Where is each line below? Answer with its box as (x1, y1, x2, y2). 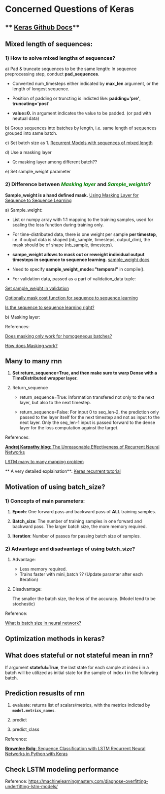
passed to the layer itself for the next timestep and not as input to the (19, 415, 160, 420)
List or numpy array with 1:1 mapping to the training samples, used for (12, 216, 154, 223)
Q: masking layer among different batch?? (12, 159, 98, 165)
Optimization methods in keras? (5, 634, 105, 643)
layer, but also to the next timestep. (19, 400, 91, 406)
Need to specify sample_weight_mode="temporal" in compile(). (12, 266, 145, 272)
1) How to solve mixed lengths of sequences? (5, 54, 116, 61)
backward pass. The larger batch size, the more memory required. (12, 524, 147, 529)
